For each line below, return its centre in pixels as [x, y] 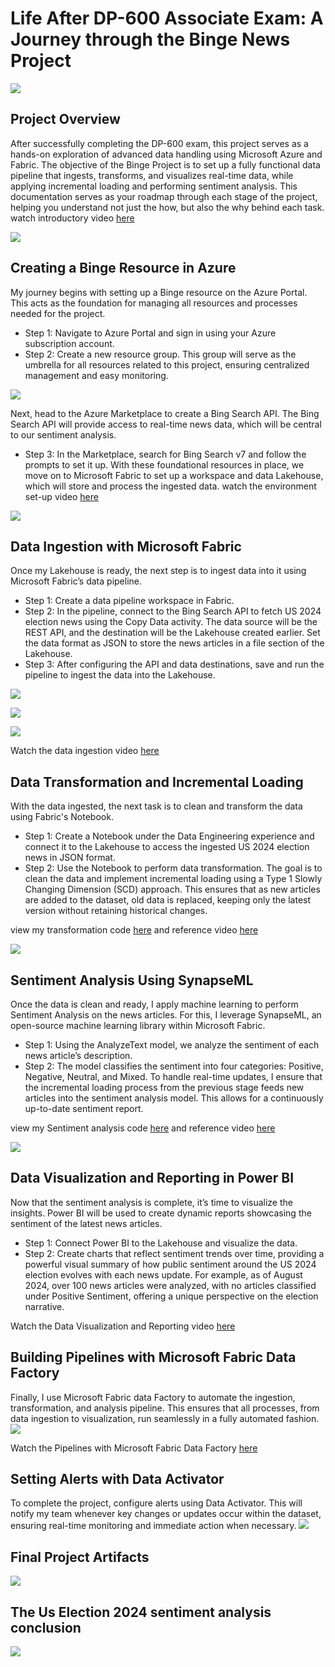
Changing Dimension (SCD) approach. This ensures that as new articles [172, 889]
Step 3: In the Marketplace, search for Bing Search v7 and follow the [165, 454]
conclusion [46, 1627]
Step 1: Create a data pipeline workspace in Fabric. [129, 601]
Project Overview [65, 119]
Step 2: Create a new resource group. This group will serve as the [160, 354]
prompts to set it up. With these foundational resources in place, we [164, 464]
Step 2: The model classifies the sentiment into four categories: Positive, [174, 1066]
